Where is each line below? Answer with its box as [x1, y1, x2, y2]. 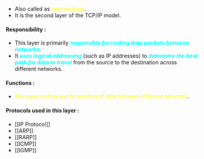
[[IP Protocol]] [14, 120, 50, 128]
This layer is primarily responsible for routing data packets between [14, 39, 189, 46]
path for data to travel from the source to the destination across [14, 59, 178, 66]
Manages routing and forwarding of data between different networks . [14, 93, 189, 100]
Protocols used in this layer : [5, 107, 79, 114]
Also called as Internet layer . [14, 6, 86, 12]
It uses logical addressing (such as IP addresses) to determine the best [14, 52, 198, 60]
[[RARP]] [14, 133, 37, 141]
